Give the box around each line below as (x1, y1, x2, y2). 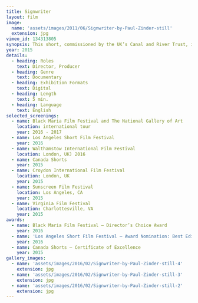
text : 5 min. (16, 96, 49, 102)
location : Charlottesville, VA (16, 206, 94, 212)
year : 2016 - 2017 (16, 129, 62, 136)
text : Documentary (16, 74, 62, 80)
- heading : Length (11, 91, 57, 97)
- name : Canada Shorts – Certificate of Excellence (11, 244, 141, 251)
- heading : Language (11, 101, 62, 108)
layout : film (6, 14, 38, 20)
